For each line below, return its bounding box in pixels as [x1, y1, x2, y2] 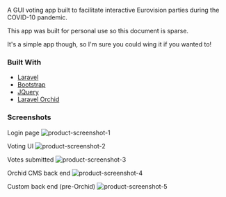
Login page [7, 128, 40, 137]
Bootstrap [17, 80, 46, 89]
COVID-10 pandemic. [7, 13, 68, 22]
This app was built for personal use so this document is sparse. [7, 27, 189, 35]
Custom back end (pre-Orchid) [7, 182, 96, 190]
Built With [7, 57, 42, 67]
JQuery [17, 88, 40, 96]
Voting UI [7, 142, 34, 150]
